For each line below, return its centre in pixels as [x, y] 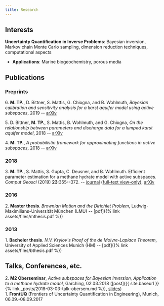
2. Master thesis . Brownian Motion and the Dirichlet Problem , [68, 206]
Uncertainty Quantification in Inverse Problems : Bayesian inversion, [76, 42]
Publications [25, 77]
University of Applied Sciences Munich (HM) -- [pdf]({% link [67, 245]
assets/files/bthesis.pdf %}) [34, 250]
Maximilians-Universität [29, 211]
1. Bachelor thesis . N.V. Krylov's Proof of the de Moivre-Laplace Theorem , [81, 240]
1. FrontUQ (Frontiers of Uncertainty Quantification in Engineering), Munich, [82, 294]
